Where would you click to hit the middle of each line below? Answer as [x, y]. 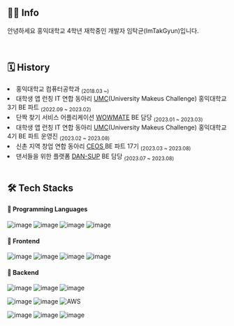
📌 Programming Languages [47, 209]
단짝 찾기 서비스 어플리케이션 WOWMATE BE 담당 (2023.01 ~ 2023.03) [110, 118]
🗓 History [29, 68]
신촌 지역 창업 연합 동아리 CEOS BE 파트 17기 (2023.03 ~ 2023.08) [104, 147]
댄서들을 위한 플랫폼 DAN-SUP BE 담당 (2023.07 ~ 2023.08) [95, 157]
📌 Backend [23, 272]
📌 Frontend [23, 241]
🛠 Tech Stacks [40, 188]
